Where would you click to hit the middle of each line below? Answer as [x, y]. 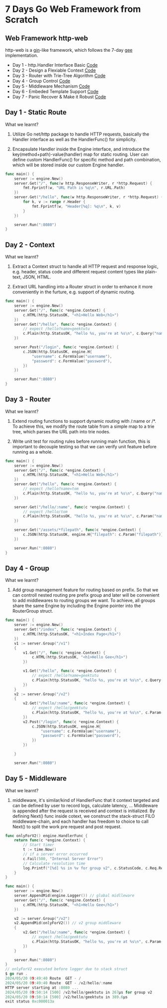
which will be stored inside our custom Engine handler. [68, 165]
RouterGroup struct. [33, 611]
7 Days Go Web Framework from [73, 9]
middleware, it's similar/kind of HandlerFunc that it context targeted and [86, 800]
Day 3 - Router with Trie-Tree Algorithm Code [59, 75]
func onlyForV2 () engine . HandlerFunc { [46, 836]
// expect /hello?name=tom [51, 489]
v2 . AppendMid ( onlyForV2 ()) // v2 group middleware [68, 923]
